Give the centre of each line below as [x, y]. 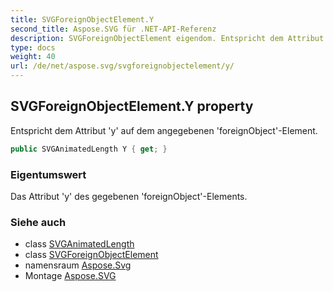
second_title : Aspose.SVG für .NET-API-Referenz [113, 29]
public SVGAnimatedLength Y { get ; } [89, 149]
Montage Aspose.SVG [70, 276]
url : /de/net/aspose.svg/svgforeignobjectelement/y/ [122, 66]
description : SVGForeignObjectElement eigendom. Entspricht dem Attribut [167, 38]
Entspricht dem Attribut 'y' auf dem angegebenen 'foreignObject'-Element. [164, 130]
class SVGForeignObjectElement [91, 255]
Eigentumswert [48, 174]
